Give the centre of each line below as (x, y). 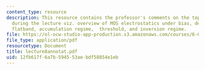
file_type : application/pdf (42, 40)
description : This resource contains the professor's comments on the (98, 18)
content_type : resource (37, 12)
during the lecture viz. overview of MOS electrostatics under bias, (102, 23)
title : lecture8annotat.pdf (42, 52)
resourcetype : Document (37, 46)
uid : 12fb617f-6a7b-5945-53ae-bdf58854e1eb (63, 57)
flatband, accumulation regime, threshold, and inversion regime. (99, 29)
